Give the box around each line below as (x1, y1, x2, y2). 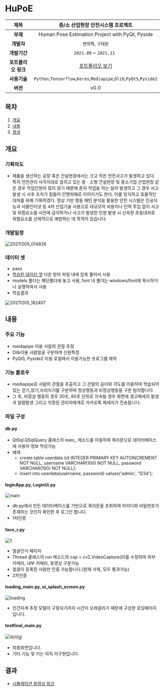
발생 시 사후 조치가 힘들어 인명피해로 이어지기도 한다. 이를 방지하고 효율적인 (12, 191, 157, 197)
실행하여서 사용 (17, 284, 47, 290)
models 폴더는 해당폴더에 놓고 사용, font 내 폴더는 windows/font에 (12, 278, 141, 284)
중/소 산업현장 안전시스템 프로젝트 (58, 22, 133, 29)
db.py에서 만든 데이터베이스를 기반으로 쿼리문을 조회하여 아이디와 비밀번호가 (12, 503, 159, 509)
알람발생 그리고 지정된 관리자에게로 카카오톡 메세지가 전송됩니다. (17, 400, 141, 405)
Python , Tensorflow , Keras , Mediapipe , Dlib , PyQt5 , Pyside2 (33, 75, 158, 82)
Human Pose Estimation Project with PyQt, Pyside (38, 30, 153, 37)
